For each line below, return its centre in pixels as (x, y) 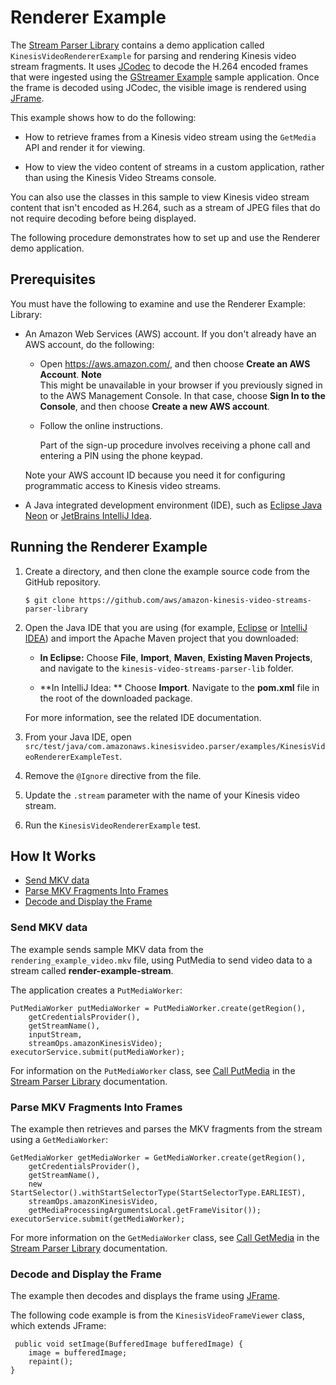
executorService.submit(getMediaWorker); (98, 1219)
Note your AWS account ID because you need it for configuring (155, 475)
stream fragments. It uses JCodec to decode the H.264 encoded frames (159, 66)
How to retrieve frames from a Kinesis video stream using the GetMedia (170, 137)
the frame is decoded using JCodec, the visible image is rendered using (158, 87)
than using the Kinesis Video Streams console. (120, 177)
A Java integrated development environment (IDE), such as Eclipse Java (173, 505)
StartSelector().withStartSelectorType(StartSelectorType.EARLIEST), (158, 1192)
